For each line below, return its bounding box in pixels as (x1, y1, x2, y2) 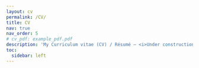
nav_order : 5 (6, 31, 38, 37)
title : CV (6, 20, 31, 25)
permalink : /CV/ (6, 14, 46, 20)
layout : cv (6, 8, 33, 15)
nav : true (6, 25, 31, 31)
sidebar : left (11, 53, 46, 59)
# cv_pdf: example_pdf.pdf (6, 36, 73, 42)
